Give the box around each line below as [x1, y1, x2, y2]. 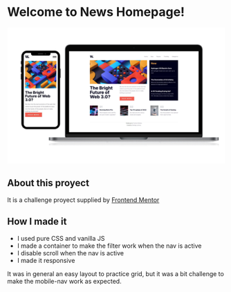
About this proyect [7, 177, 90, 189]
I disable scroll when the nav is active [17, 248, 124, 257]
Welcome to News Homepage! [7, 4, 185, 20]
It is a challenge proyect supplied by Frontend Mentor [7, 195, 160, 204]
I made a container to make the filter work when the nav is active [17, 241, 202, 250]
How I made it [7, 216, 67, 228]
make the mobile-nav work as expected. [7, 277, 122, 285]
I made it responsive [17, 256, 75, 264]
